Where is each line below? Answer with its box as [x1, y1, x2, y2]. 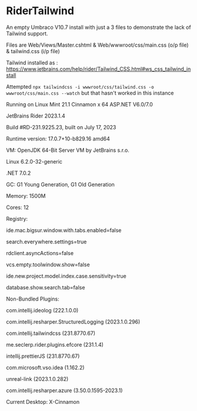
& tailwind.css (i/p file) [6, 47, 60, 54]
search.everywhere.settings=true [6, 238, 87, 245]
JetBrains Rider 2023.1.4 [6, 112, 66, 119]
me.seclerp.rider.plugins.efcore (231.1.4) [6, 341, 104, 348]
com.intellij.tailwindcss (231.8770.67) [6, 330, 96, 337]
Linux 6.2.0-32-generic [6, 158, 63, 165]
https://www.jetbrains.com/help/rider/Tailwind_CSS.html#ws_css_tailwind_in [6, 65, 191, 72]
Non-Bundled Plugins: [6, 295, 60, 302]
